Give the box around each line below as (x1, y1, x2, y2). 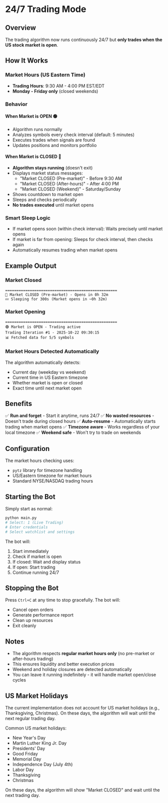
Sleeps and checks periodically (12, 196, 77, 203)
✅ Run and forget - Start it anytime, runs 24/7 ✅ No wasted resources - (5, 412, 154, 418)
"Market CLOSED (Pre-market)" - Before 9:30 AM (19, 175, 122, 181)
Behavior (5, 100, 27, 107)
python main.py (5, 515, 37, 520)
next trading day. (5, 792, 40, 798)
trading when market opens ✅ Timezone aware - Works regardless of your (5, 424, 160, 430)
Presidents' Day (12, 745, 45, 751)
